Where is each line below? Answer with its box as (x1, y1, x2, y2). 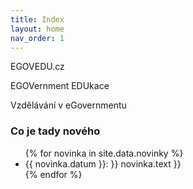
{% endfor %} (24, 168, 83, 180)
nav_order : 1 (10, 33, 65, 43)
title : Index (10, 14, 65, 25)
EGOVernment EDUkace (10, 80, 110, 92)
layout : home (10, 24, 65, 34)
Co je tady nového (10, 124, 101, 138)
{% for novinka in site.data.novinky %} (24, 147, 184, 159)
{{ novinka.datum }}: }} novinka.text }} (24, 157, 182, 170)
